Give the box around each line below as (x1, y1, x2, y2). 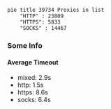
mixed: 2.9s (17, 74, 52, 82)
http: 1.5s (17, 81, 44, 90)
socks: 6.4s (17, 96, 51, 104)
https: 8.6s (17, 88, 49, 97)
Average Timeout (7, 58, 59, 66)
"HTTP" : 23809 (20, 12, 64, 19)
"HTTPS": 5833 (20, 19, 61, 26)
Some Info (7, 40, 43, 50)
